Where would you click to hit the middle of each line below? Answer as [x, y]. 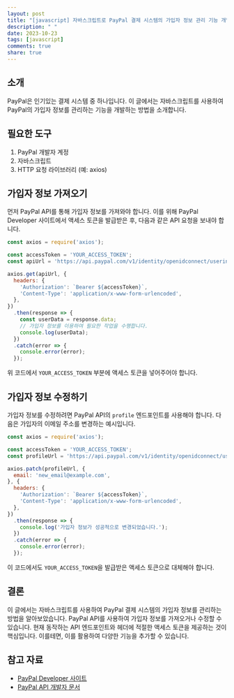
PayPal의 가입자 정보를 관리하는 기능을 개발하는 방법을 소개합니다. [97, 110]
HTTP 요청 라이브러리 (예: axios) [62, 169]
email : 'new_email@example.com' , [62, 475]
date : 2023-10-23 [32, 33]
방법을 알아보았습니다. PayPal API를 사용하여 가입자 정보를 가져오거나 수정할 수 [115, 618]
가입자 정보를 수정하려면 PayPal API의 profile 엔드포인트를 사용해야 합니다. [111, 415]
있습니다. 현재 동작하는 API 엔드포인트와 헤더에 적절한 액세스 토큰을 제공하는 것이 [117, 627]
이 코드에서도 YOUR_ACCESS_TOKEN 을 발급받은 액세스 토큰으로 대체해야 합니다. [111, 567]
